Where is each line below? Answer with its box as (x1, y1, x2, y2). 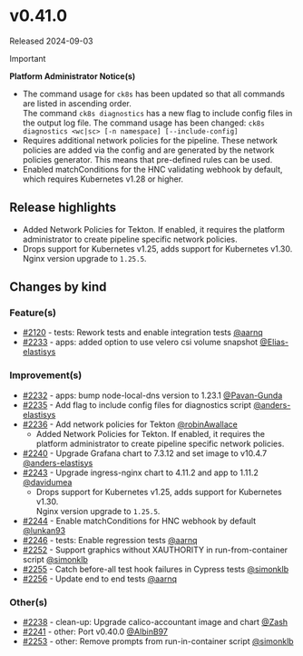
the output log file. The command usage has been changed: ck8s (22, 117, 265, 128)
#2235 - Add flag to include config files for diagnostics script (22, 399, 252, 410)
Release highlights (9, 200, 117, 215)
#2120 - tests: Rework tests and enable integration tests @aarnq (22, 327, 263, 338)
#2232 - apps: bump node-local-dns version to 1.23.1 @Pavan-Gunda (22, 390, 283, 401)
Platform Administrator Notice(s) (9, 70, 136, 82)
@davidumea (22, 476, 73, 487)
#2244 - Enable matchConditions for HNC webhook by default (22, 515, 257, 526)
